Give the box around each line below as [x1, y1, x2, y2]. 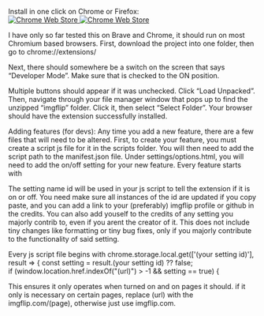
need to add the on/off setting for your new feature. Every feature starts [8, 160, 242, 169]
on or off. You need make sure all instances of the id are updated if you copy [8, 193, 257, 201]
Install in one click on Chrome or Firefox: [8, 7, 139, 16]
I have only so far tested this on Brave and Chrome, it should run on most [8, 31, 246, 39]
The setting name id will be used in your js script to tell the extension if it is [8, 184, 251, 193]
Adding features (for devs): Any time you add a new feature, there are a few [8, 126, 255, 136]
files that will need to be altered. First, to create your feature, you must [8, 135, 237, 145]
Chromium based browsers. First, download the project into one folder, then [8, 39, 255, 48]
